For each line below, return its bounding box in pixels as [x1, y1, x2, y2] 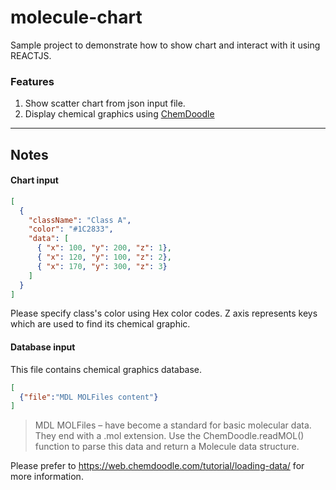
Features [10, 74, 55, 88]
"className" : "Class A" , [28, 215, 132, 225]
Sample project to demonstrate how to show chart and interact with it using [10, 39, 321, 51]
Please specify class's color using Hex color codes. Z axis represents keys [10, 307, 318, 320]
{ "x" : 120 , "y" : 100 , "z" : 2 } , [36, 252, 172, 263]
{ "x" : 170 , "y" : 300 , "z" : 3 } [36, 261, 168, 271]
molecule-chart [10, 6, 143, 29]
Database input [10, 341, 76, 353]
